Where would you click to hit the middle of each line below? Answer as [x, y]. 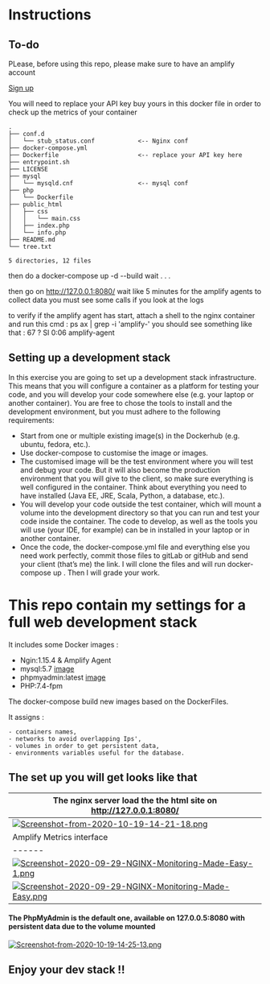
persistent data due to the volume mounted [82, 927]
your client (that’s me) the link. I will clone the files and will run [123, 564]
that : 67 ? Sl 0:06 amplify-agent [61, 333]
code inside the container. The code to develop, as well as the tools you [139, 521]
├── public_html [35, 205]
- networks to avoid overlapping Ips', [75, 738]
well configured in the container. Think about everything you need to [133, 487]
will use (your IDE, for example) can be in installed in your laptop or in [135, 530]
